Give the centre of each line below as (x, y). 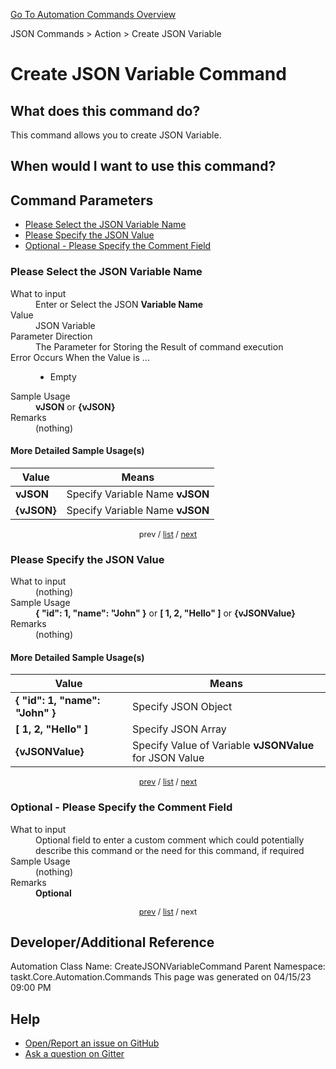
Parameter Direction (51, 336)
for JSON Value (168, 758)
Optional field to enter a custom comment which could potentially (170, 840)
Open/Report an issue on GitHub (92, 1043)
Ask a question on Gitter (74, 1054)
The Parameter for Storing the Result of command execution (159, 346)
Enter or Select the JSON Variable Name (119, 304)
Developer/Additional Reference (112, 942)
